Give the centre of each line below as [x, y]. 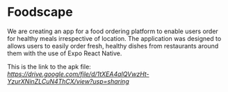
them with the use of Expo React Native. [65, 53]
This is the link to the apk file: [49, 66]
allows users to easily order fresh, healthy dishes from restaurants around [113, 46]
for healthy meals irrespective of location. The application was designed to [114, 38]
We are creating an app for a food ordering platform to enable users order [113, 31]
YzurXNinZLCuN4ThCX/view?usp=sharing [68, 81]
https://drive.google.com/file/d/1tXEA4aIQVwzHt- [78, 74]
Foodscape [40, 12]
